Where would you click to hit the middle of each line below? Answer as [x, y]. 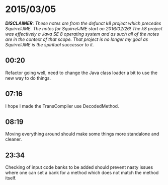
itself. [11, 178]
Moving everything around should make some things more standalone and [82, 134]
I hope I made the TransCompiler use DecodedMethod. [62, 106]
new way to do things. [28, 78]
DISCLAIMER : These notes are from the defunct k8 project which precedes [83, 23]
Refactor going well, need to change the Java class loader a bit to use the [81, 73]
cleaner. [14, 139]
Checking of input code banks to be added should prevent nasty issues [79, 167]
